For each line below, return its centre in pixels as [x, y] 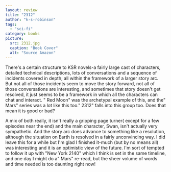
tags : [11, 24]
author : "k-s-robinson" [31, 19]
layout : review [21, 10]
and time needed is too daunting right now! [51, 164]
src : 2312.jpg [25, 43]
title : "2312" [20, 15]
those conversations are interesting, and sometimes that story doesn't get [83, 89]
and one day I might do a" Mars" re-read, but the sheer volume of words [81, 158]
